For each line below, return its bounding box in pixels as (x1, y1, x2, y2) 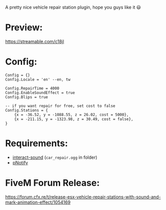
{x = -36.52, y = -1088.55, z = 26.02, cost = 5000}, (14, 112, 129, 117)
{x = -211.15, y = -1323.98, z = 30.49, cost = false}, (14, 117, 134, 122)
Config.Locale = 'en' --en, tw (5, 77, 71, 82)
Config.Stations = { (5, 108, 49, 113)
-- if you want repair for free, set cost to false (5, 103, 115, 109)
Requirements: (5, 138, 68, 149)
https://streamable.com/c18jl (5, 38, 64, 44)
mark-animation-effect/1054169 (5, 199, 71, 205)
